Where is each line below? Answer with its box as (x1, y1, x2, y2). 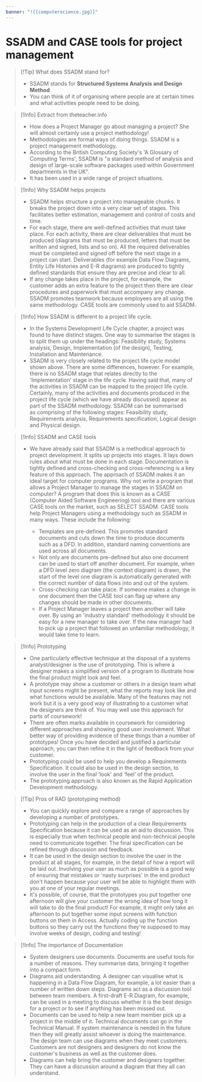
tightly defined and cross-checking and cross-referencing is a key (29, 464, 195, 471)
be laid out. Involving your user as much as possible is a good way (29, 865, 195, 872)
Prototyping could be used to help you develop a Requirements (29, 757, 187, 765)
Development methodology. (29, 783, 99, 791)
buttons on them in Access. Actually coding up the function (29, 916, 178, 924)
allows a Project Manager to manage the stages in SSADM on (29, 483, 183, 491)
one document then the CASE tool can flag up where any (38, 592, 181, 599)
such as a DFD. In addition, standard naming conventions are (38, 540, 191, 548)
